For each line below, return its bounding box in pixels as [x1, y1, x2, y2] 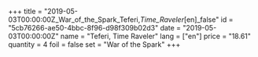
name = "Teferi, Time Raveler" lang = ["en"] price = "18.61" [60, 31, 252, 41]
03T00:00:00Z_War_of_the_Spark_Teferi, [8, 15, 141, 24]
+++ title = [8, 7, 43, 16]
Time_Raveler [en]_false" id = [140, 15, 234, 24]
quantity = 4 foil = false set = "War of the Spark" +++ [8, 40, 181, 49]
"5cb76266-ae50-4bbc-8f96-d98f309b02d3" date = [8, 23, 182, 32]
